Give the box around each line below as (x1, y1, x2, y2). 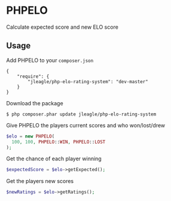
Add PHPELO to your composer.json (6, 56, 94, 63)
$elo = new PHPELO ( (6, 133, 55, 139)
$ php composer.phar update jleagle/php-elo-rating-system (6, 111, 157, 117)
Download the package (6, 99, 64, 106)
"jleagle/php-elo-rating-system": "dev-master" (28, 78, 148, 84)
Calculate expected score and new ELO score (6, 23, 118, 31)
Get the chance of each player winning (6, 155, 102, 162)
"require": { (17, 73, 50, 80)
